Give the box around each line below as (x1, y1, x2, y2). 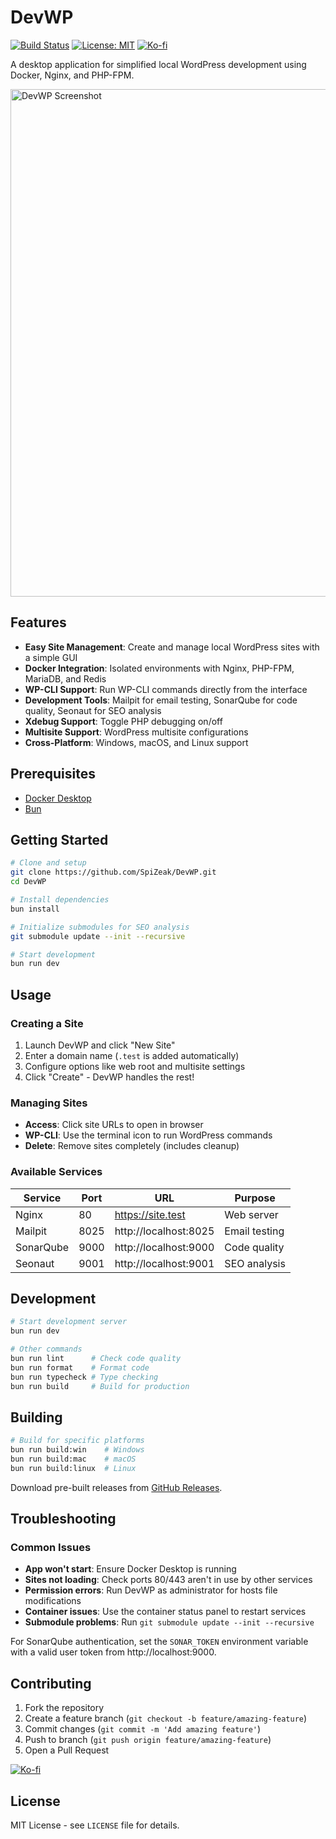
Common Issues (10, 1541, 92, 1555)
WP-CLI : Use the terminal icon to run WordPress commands (24, 1129, 273, 1141)
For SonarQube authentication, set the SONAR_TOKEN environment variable (10, 1636, 309, 1648)
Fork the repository (24, 1702, 105, 1714)
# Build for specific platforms (10, 1436, 145, 1446)
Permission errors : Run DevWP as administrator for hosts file (24, 1584, 278, 1596)
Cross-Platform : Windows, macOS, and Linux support (24, 736, 249, 748)
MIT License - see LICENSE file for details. (10, 1819, 180, 1831)
